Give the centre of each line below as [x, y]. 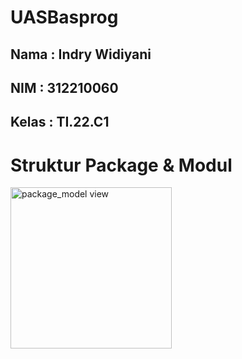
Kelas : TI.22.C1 [60, 122]
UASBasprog [64, 17]
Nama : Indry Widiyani [81, 54]
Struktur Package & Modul [121, 165]
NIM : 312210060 [64, 87]
